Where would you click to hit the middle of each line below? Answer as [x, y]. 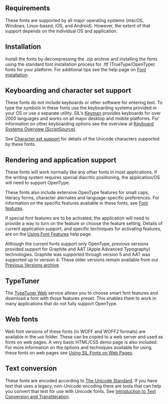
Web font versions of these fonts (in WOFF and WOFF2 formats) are [75, 331]
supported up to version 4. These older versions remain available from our [82, 260]
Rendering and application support [61, 160]
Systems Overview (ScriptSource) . [41, 129]
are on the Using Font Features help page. [49, 234]
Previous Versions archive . [33, 265]
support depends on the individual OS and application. [61, 31]
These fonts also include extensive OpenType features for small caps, [77, 192]
